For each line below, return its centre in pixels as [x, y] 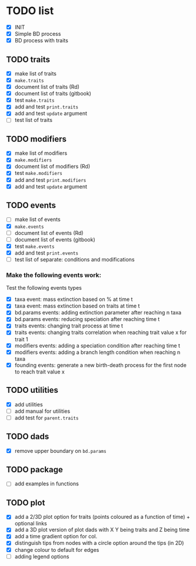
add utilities [29, 404]
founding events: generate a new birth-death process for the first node [100, 365]
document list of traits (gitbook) [53, 94]
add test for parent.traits [46, 418]
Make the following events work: [54, 275]
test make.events [34, 246]
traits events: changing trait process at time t [69, 326]
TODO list [30, 11]
